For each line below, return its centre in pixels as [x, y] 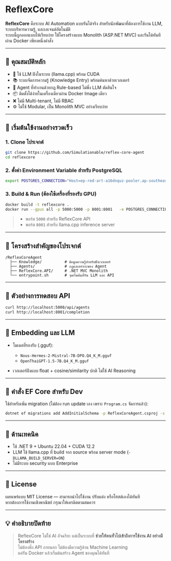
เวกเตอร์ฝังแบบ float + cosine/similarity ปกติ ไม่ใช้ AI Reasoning [74, 371]
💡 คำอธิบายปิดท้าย [28, 524]
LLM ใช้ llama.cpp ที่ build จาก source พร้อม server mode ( [70, 452]
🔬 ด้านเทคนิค [22, 434]
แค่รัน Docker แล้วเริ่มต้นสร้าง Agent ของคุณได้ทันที [63, 553]
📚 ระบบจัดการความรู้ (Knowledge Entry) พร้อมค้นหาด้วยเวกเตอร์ [71, 80]
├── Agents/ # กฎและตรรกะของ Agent [58, 267]
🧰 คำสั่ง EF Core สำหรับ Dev [44, 391]
